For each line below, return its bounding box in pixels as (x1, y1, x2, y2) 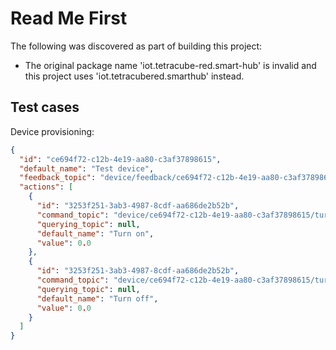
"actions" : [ (19, 182, 74, 192)
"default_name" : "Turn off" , (36, 293, 159, 304)
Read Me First (10, 7, 128, 30)
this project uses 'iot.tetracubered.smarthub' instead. (24, 70, 245, 82)
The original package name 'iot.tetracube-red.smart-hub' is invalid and (24, 59, 317, 71)
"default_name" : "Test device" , (19, 163, 155, 174)
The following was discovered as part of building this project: (10, 40, 263, 52)
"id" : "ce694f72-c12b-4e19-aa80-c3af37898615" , (19, 154, 222, 164)
